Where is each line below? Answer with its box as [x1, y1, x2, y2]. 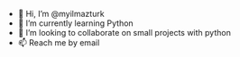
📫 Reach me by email [17, 37, 100, 48]
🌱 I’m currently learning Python [17, 18, 134, 28]
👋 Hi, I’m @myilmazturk [17, 9, 106, 19]
